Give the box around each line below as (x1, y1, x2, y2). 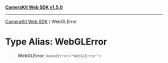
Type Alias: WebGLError (5, 36, 107, 47)
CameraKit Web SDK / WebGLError (5, 18, 77, 24)
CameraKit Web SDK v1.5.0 (5, 4, 63, 10)
